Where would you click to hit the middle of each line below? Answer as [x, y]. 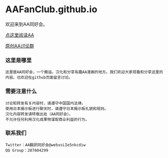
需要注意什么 [21, 91]
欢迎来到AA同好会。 [26, 24]
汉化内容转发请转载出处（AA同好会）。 [39, 114]
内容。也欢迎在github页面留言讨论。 [39, 77]
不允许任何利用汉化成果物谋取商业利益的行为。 [47, 119]
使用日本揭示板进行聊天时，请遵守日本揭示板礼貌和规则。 [57, 109]
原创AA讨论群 [20, 46]
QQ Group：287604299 [27, 150]
